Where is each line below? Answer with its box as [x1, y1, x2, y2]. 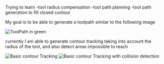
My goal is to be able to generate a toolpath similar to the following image [5, 19, 156, 25]
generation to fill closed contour [5, 9, 71, 15]
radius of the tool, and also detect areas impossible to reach [5, 44, 128, 49]
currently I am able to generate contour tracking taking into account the [5, 38, 152, 44]
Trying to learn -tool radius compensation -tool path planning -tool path [5, 4, 152, 10]
